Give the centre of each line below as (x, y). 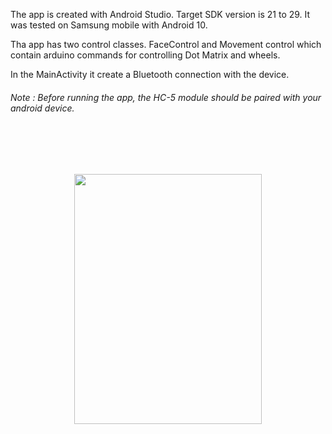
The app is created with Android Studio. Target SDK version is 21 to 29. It (160, 14)
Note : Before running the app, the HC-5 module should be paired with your (166, 97)
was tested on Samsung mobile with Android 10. (109, 25)
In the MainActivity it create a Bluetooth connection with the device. (150, 74)
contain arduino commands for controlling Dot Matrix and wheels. (145, 55)
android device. (42, 108)
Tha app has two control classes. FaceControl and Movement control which (166, 44)
